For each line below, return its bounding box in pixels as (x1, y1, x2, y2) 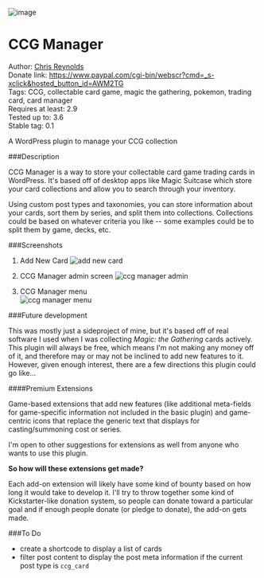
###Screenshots (8, 240, 64, 250)
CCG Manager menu (19, 287, 87, 296)
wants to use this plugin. (8, 448, 89, 458)
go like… (8, 368, 37, 377)
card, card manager (8, 96, 73, 105)
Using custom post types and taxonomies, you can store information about (8, 199, 253, 209)
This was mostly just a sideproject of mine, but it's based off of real (8, 326, 229, 335)
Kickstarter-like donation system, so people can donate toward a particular (8, 496, 254, 506)
